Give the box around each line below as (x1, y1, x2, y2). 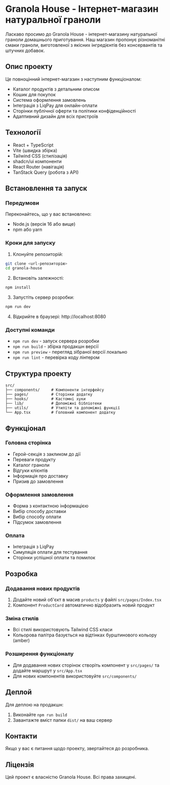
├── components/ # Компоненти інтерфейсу (5, 388, 104, 393)
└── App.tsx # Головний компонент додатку (5, 410, 116, 415)
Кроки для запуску (5, 240, 56, 247)
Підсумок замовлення (12, 519, 61, 525)
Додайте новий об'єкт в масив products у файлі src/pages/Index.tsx (12, 597, 162, 603)
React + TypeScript (12, 142, 54, 148)
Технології (5, 128, 41, 137)
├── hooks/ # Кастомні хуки (5, 396, 86, 401)
